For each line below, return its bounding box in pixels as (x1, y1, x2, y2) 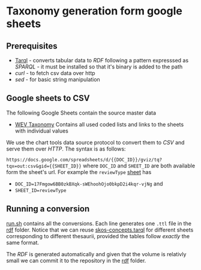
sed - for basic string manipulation (14, 76, 100, 83)
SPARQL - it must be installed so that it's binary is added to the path (14, 63, 183, 70)
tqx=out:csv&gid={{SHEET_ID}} (6, 163, 82, 169)
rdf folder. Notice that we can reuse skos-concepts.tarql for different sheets (6, 226, 194, 233)
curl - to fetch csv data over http (14, 70, 95, 76)
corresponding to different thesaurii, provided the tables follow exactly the (6, 232, 190, 239)
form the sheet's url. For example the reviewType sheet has (6, 168, 152, 175)
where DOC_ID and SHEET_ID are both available (83, 162, 196, 169)
